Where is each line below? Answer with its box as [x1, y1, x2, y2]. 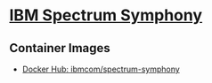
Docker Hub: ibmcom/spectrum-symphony [21, 64, 180, 74]
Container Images [9, 41, 111, 56]
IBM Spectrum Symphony [9, 5, 203, 26]
